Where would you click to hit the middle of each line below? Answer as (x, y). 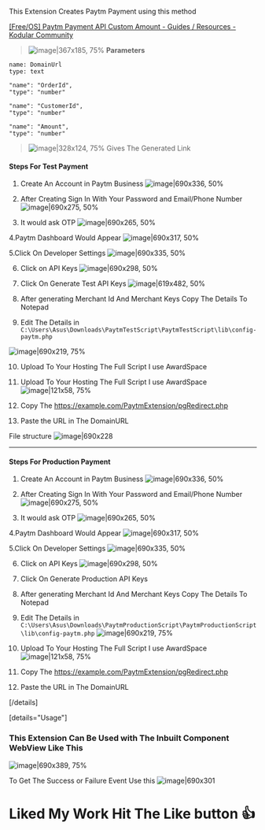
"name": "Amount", (39, 127)
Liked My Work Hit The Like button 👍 (132, 813)
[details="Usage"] (38, 718)
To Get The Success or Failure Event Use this (82, 780)
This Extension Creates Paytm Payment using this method (103, 11)
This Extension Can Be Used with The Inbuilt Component (119, 738)
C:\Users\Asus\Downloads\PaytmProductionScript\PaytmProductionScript (138, 625)
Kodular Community (41, 35)
